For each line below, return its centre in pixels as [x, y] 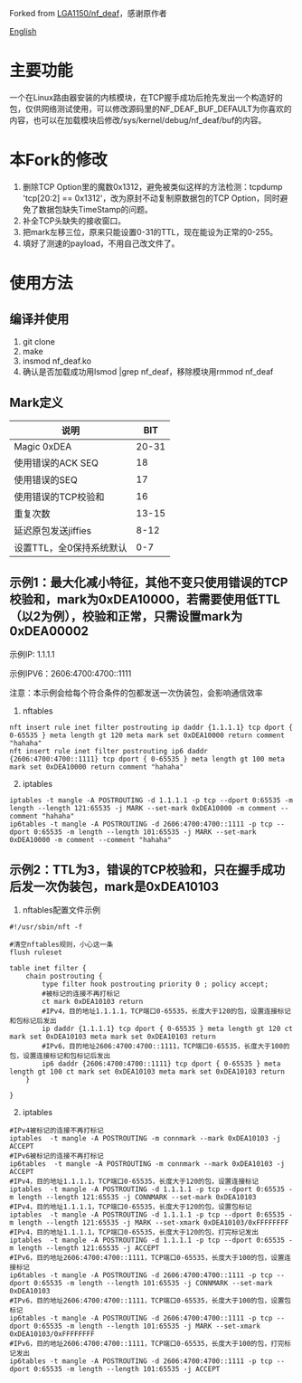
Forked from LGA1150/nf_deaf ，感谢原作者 [88, 13]
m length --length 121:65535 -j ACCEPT [85, 1248]
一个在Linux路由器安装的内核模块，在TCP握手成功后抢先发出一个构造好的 [146, 97]
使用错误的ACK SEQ [57, 462]
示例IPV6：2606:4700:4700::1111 [71, 673]
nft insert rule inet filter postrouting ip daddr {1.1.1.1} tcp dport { [151, 727]
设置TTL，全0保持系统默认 [71, 547]
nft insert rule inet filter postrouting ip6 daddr [109, 751]
